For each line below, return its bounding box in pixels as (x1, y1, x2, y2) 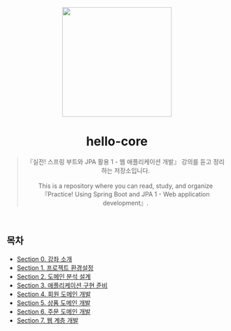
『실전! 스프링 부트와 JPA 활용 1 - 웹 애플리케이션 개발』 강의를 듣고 (26, 157, 212, 165)
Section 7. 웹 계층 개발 (16, 316, 78, 325)
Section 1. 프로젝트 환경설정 (16, 263, 94, 272)
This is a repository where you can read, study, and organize (38, 182, 213, 190)
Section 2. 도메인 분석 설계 (16, 272, 92, 281)
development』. (102, 198, 148, 207)
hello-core (85, 133, 148, 149)
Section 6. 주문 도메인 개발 (16, 307, 91, 316)
